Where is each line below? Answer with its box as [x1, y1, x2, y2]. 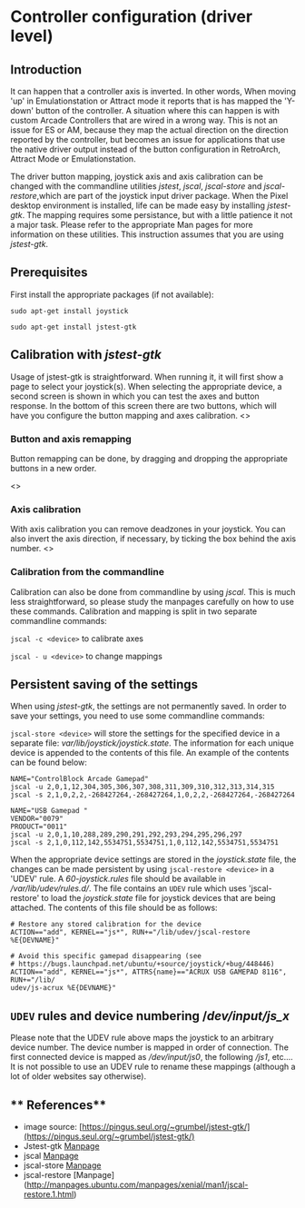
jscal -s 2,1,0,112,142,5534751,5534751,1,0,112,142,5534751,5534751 [10, 838, 280, 847]
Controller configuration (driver [10, 6, 253, 27]
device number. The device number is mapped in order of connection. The [10, 1042, 290, 1053]
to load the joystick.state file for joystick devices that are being [41, 893, 276, 904]
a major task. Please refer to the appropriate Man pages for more [10, 220, 253, 230]
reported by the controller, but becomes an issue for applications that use [10, 134, 285, 144]
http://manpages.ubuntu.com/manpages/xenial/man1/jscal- [26, 1179, 249, 1190]
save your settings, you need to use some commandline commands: [10, 710, 266, 721]
